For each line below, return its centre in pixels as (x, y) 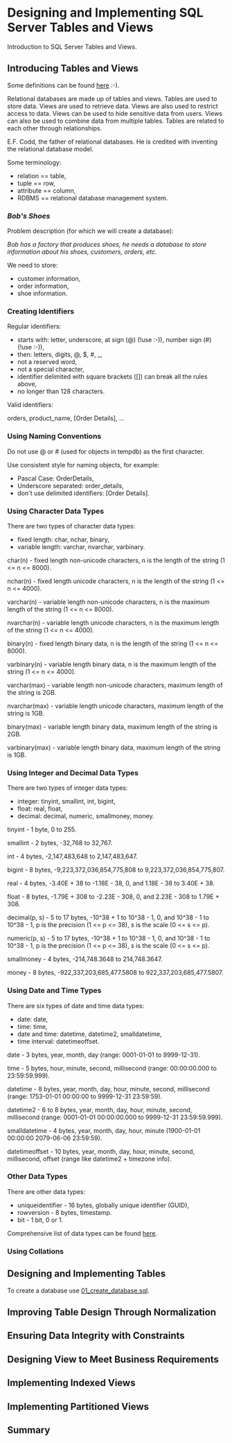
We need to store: (33, 266)
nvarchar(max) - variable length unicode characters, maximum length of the (115, 706)
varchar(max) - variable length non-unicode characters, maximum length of (115, 685)
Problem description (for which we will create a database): (91, 231)
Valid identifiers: (30, 405)
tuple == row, (36, 183)
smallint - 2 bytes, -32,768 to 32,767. (60, 843)
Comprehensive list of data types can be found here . (82, 1233)
